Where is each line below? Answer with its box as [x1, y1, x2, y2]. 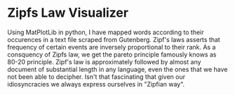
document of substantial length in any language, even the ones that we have [7, 65, 228, 73]
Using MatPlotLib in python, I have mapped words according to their [7, 28, 204, 36]
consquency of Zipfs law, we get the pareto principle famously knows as [7, 50, 217, 59]
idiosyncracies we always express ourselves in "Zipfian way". [7, 80, 185, 88]
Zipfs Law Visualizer [7, 5, 128, 21]
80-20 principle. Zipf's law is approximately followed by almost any [7, 57, 201, 66]
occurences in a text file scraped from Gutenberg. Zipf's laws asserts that [7, 35, 221, 43]
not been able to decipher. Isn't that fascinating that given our [7, 72, 186, 81]
